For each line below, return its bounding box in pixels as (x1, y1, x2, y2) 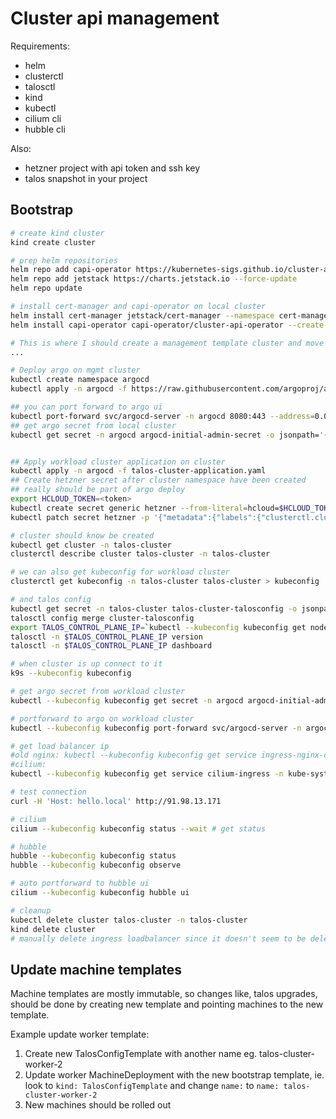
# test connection (10, 787, 87, 797)
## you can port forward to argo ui (10, 402, 163, 412)
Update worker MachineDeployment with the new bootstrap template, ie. (24, 1069, 325, 1081)
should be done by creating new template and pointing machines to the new (10, 998, 324, 1011)
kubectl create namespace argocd (10, 375, 150, 385)
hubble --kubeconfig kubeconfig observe (10, 860, 182, 871)
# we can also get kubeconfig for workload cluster (10, 567, 230, 577)
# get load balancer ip (10, 741, 110, 751)
